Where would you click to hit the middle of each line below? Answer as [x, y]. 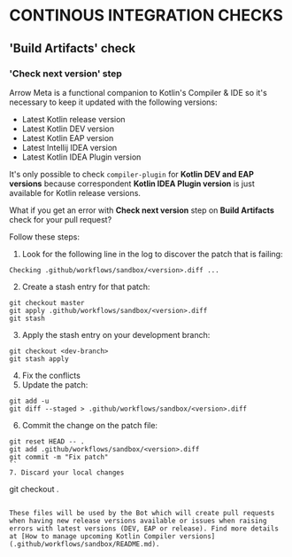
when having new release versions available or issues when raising [138, 521]
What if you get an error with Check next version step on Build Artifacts [142, 210]
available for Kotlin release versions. [75, 192]
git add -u [29, 401]
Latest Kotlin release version [73, 119]
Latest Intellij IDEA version [69, 147]
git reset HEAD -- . [47, 441]
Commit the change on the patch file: [89, 425]
